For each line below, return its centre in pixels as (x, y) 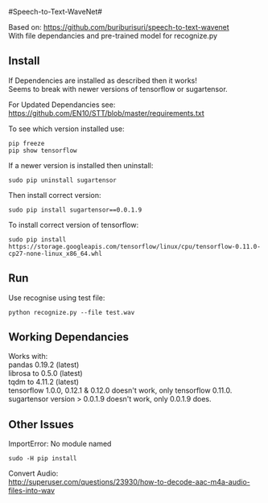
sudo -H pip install (43, 459)
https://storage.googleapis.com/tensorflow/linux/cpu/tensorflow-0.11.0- (135, 246)
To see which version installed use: (66, 129)
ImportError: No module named (60, 444)
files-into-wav (31, 491)
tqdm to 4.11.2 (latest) (43, 382)
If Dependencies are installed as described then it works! (103, 80)
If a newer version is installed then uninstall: (81, 165)
